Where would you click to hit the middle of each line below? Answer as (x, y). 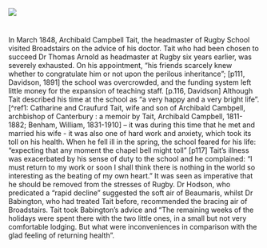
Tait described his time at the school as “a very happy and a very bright (126, 99)
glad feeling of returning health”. (61, 235)
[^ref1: (18, 108)
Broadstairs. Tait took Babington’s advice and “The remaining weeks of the (131, 210)
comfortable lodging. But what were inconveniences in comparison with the (133, 227)
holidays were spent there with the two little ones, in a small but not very (128, 218)
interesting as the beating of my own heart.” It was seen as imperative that (131, 176)
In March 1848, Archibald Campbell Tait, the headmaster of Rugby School (129, 40)
